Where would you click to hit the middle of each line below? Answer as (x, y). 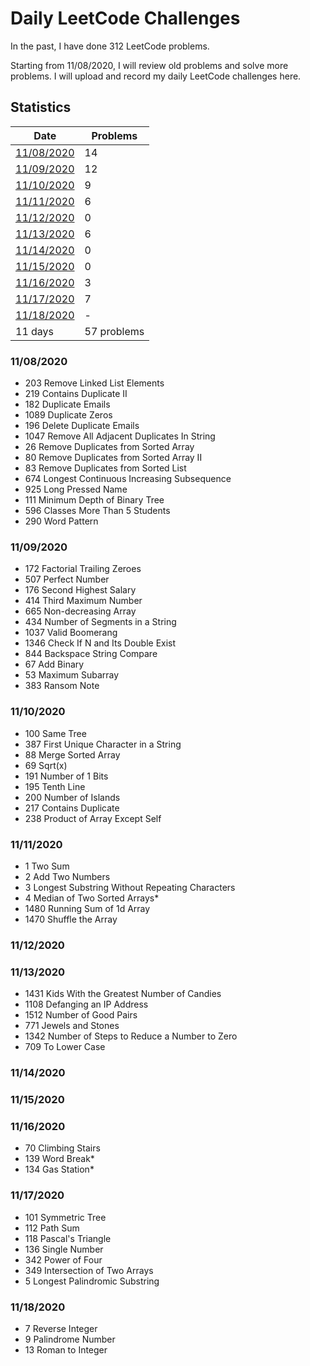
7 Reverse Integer (61, 1328)
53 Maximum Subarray (72, 675)
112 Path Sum (52, 1228)
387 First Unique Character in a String (103, 744)
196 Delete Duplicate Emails (82, 426)
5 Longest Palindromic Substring (92, 1281)
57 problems (114, 331)
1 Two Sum (47, 866)
